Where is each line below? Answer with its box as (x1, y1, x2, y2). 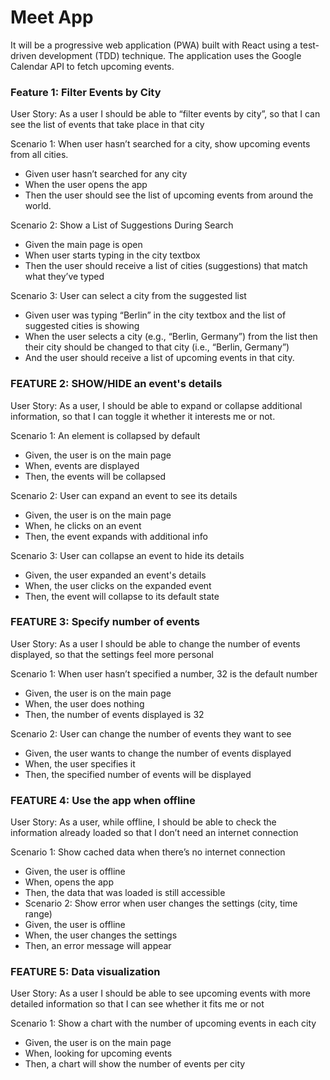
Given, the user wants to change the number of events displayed (24, 747, 292, 759)
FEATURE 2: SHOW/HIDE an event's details (10, 377, 223, 391)
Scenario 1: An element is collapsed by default (10, 429, 201, 441)
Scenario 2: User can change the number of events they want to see (10, 727, 292, 740)
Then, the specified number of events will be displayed (24, 768, 252, 780)
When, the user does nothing (24, 697, 145, 710)
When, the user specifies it (24, 757, 136, 770)
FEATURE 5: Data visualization (10, 965, 161, 979)
